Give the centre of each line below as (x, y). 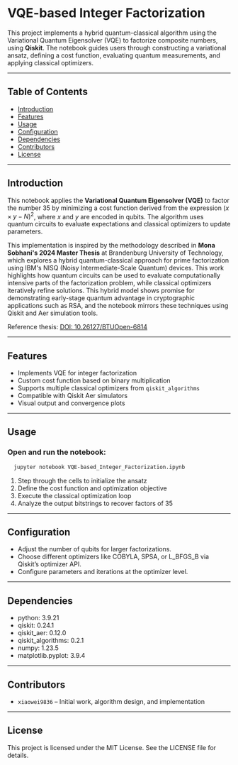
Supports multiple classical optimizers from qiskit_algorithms (109, 388)
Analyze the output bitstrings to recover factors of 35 (95, 503)
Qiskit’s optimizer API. (49, 564)
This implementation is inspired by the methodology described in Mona (112, 246)
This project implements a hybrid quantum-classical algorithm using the (112, 33)
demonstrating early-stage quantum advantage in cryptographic (101, 298)
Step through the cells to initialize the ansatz (82, 480)
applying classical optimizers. (51, 62)
